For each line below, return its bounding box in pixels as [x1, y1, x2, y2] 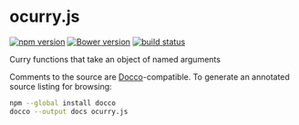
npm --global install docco [9, 98, 117, 108]
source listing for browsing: [9, 81, 112, 91]
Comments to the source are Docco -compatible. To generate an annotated [9, 71, 290, 82]
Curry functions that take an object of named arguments [9, 53, 222, 64]
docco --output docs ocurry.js [9, 107, 129, 116]
